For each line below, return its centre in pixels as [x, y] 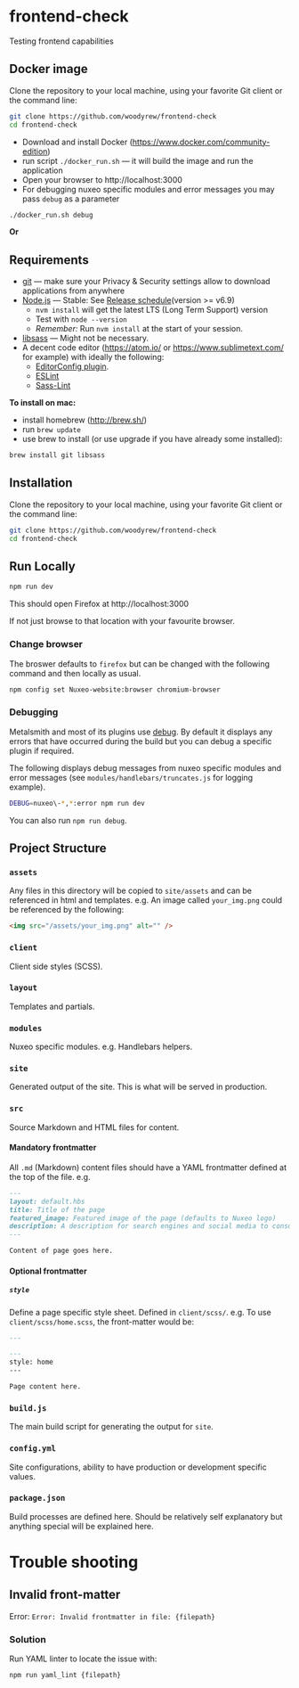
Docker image [48, 69]
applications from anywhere [73, 291]
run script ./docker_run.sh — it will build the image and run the [137, 160]
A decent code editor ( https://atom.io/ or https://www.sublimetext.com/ [153, 348]
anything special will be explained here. [81, 1526]
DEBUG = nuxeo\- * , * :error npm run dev [77, 803]
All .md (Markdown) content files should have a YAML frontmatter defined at [148, 1167]
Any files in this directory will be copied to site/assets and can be [130, 891]
